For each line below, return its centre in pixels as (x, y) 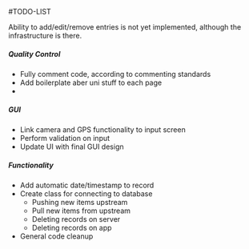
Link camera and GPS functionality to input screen (102, 129)
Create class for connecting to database (86, 193)
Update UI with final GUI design (72, 147)
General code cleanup (56, 236)
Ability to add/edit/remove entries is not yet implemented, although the (125, 27)
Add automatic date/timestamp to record (87, 185)
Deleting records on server (76, 219)
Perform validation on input (65, 138)
